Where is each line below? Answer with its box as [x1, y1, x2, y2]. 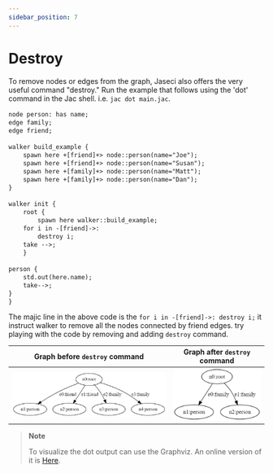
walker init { [8, 199, 57, 208]
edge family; [8, 118, 53, 126]
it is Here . [28, 456, 61, 466]
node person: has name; [8, 110, 89, 118]
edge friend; [8, 126, 53, 134]
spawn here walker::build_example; [37, 216, 158, 224]
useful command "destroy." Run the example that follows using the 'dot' [8, 85, 249, 94]
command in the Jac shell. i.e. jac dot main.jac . [8, 94, 171, 103]
